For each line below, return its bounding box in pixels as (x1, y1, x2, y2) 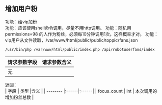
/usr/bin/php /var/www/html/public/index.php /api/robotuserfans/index (5, 47, 155, 52)
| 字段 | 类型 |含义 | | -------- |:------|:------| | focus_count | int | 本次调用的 (5, 88, 157, 94)
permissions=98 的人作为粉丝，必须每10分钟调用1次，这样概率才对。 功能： (5, 31, 159, 37)
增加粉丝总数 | (5, 94, 34, 100)
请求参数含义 (42, 59, 72, 66)
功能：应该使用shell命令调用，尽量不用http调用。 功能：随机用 (5, 25, 132, 31)
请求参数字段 (7, 59, 38, 66)
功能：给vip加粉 (5, 19, 37, 25)
